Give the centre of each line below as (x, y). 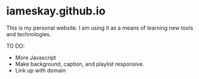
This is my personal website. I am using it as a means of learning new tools (100, 28)
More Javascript (35, 57)
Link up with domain (40, 70)
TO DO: (16, 46)
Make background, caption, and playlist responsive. (79, 64)
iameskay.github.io (56, 11)
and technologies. (29, 34)
